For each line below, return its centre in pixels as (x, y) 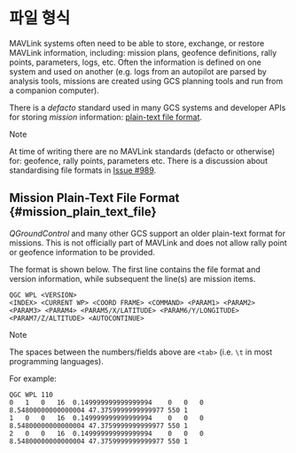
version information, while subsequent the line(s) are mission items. (132, 278)
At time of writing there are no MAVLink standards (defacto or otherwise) (142, 151)
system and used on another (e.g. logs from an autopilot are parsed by (138, 71)
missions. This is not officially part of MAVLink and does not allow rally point (148, 242)
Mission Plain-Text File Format (94, 198)
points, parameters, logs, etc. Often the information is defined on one (135, 62)
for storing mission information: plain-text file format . (105, 117)
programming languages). (56, 361)
